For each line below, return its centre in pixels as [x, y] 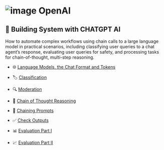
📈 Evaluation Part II [33, 142]
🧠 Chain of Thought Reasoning [44, 101]
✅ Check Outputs [31, 120]
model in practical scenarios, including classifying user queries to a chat [80, 47]
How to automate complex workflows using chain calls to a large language [82, 41]
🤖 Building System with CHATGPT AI [63, 29]
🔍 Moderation [27, 89]
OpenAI [55, 11]
